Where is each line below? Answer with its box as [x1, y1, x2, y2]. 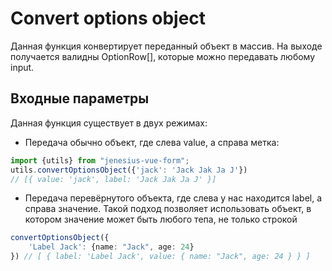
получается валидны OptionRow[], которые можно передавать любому [10, 50, 316, 62]
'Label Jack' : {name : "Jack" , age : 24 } [28, 242, 195, 252]
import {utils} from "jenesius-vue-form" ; [10, 155, 190, 166]
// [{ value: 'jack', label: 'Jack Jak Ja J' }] [10, 174, 217, 184]
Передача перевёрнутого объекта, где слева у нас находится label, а [24, 192, 323, 204]
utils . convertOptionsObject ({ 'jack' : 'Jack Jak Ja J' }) [10, 165, 248, 175]
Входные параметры [10, 90, 150, 107]
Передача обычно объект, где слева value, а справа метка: [24, 136, 280, 148]
